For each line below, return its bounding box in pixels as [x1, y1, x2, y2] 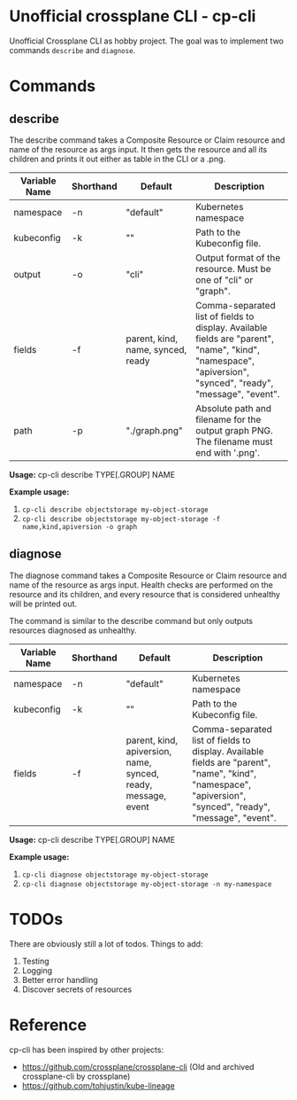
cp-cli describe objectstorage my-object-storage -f [21, 514, 221, 524]
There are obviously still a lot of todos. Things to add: [9, 938, 203, 949]
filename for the [195, 413, 262, 425]
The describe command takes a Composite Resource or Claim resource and [9, 135, 286, 145]
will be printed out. [9, 598, 78, 609]
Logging [21, 964, 53, 976]
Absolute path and [195, 402, 272, 414]
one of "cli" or [195, 273, 254, 285]
